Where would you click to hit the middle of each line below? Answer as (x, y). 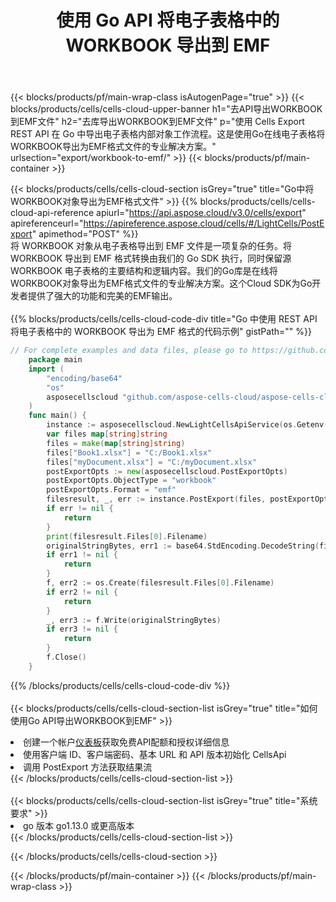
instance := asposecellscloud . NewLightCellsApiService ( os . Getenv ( (187, 425)
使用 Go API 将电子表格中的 (168, 20)
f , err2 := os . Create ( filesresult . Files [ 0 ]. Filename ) (160, 583)
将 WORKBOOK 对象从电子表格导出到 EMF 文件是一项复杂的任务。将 (151, 246)
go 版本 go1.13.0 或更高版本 (79, 825)
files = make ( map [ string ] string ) (116, 443)
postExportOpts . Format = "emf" (111, 490)
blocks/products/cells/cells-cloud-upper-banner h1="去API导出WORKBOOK (166, 109)
